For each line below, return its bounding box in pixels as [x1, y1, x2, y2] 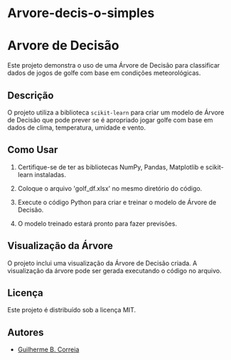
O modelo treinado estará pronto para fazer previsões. [17, 219, 178, 228]
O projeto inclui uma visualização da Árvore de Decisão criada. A [7, 258, 198, 268]
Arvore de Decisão [7, 38, 119, 54]
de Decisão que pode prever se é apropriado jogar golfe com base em [7, 115, 213, 124]
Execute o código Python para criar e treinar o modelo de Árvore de [17, 198, 217, 206]
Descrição [7, 89, 54, 101]
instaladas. [34, 170, 66, 179]
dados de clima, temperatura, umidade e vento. [7, 123, 146, 132]
